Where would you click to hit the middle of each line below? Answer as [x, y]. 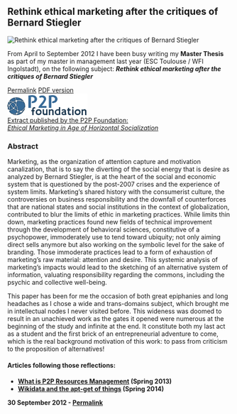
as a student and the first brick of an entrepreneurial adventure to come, [113, 334]
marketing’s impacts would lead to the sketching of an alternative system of [118, 267]
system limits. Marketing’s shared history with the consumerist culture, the [116, 192]
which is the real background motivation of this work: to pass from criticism [117, 341]
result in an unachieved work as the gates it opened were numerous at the [116, 318]
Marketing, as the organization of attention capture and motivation [104, 161]
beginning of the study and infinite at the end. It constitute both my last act [116, 326]
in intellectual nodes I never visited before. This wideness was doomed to [115, 311]
